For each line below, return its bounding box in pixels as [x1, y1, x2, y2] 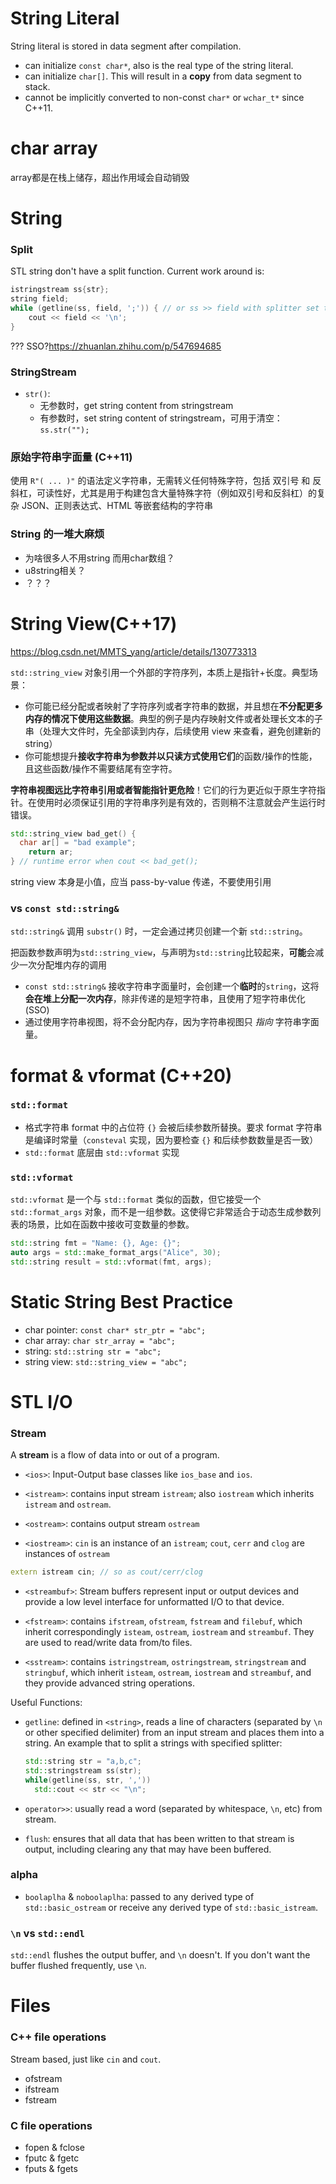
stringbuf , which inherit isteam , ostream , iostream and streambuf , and [24, 1667, 312, 1679]
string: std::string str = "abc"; [24, 1345, 162, 1357]
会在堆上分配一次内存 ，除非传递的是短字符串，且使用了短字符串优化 [24, 993, 306, 1005]
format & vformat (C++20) [10, 1064, 233, 1087]
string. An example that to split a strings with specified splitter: [24, 1737, 283, 1749]
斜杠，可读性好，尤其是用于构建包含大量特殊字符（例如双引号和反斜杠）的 [10, 487, 317, 499]
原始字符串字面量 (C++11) [10, 450, 133, 464]
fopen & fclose [24, 2141, 85, 2153]
